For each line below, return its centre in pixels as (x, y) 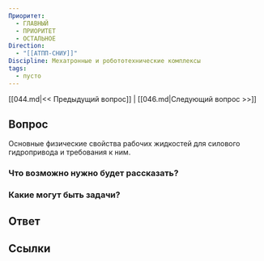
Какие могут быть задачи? (64, 195)
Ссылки (30, 248)
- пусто (29, 76)
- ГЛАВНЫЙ (32, 23)
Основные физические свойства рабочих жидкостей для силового (124, 144)
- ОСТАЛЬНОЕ (36, 38)
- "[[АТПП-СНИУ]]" (47, 53)
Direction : (27, 46)
